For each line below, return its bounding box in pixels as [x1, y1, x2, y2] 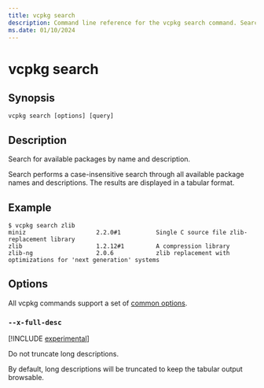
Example [8, 201, 52, 214]
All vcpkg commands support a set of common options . [8, 298, 188, 308]
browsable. [8, 373, 45, 382]
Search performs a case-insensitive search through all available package [8, 170, 245, 179]
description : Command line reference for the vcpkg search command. [8, 19, 237, 27]
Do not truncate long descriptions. [8, 349, 119, 359]
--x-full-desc [8, 318, 62, 327]
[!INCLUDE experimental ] [8, 334, 90, 343]
